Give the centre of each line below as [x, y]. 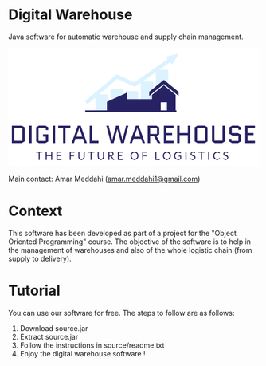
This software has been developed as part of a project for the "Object [122, 233]
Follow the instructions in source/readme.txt [92, 345]
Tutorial [35, 291]
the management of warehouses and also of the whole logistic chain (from [130, 250]
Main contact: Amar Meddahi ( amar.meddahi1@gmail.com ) [104, 179]
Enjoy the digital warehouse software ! [82, 353]
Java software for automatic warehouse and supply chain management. [126, 37]
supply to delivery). [40, 258]
